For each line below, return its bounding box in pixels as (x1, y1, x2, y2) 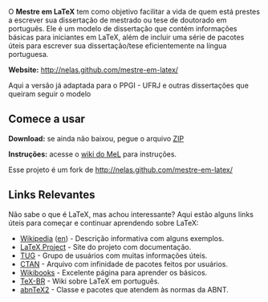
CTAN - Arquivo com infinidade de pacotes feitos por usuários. (19, 259, 229, 268)
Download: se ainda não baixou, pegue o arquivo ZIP (8, 133, 185, 143)
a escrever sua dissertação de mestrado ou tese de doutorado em (8, 15, 227, 25)
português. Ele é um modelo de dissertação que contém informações (8, 24, 238, 33)
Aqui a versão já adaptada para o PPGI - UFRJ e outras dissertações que (8, 80, 249, 90)
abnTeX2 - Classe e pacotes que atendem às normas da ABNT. (19, 284, 229, 294)
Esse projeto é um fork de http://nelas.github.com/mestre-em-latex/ (8, 165, 233, 174)
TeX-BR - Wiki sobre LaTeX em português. (19, 276, 160, 286)
